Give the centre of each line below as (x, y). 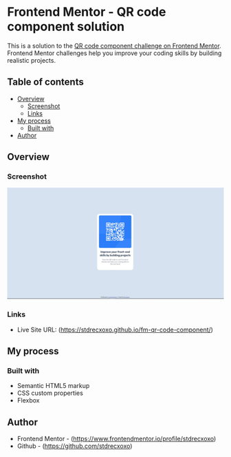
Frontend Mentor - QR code (87, 12)
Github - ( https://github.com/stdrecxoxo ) (75, 446)
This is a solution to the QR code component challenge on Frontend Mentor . (114, 45)
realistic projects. (32, 60)
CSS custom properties (50, 393)
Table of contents (45, 82)
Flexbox (28, 400)
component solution (66, 27)
